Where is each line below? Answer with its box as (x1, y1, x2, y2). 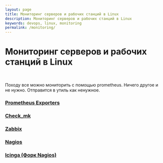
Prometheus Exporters (5, 99, 60, 106)
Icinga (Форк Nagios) (5, 151, 57, 158)
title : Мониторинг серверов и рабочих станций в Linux (5, 12, 119, 17)
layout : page (5, 7, 32, 12)
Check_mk (5, 112, 31, 119)
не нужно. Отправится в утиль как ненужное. (5, 87, 100, 93)
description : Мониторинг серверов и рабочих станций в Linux (5, 16, 132, 21)
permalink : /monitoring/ (5, 25, 56, 30)
